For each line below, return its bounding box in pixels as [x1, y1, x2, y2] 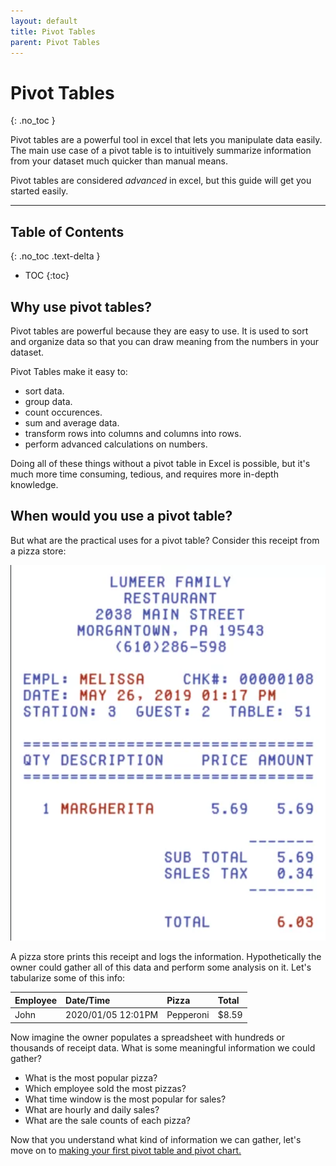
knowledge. [10, 478, 59, 490]
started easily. [10, 185, 69, 197]
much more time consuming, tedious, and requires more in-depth [10, 468, 279, 480]
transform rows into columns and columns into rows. [24, 427, 242, 439]
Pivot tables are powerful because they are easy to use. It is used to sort [10, 325, 309, 337]
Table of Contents [10, 223, 125, 240]
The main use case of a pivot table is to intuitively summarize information [10, 145, 312, 157]
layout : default [10, 16, 78, 26]
